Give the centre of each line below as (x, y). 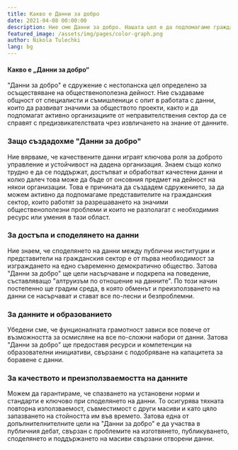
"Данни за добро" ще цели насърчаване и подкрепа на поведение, (109, 273)
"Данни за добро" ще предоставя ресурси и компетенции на (100, 345)
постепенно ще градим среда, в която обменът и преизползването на (114, 288)
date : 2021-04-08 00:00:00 (47, 21)
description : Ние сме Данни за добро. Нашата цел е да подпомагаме (109, 27)
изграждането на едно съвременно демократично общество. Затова (112, 266)
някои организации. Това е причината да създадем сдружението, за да (116, 187)
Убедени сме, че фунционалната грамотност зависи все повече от (109, 330)
